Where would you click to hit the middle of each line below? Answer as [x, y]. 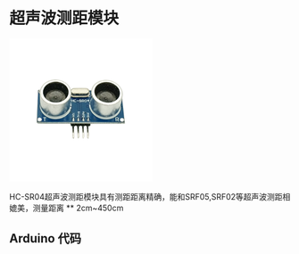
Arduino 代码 [46, 238]
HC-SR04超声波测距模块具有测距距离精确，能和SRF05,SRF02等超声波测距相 [150, 196]
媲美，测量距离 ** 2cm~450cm [66, 208]
